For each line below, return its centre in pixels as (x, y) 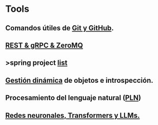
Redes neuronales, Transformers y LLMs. (73, 115)
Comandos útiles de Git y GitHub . (60, 28)
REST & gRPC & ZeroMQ (44, 45)
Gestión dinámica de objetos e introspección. (79, 80)
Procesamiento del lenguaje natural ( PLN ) (73, 98)
